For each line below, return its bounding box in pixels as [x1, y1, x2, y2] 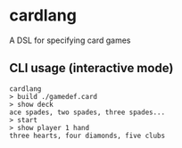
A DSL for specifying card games [9, 35, 131, 45]
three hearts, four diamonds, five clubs [9, 131, 166, 140]
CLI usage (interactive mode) [9, 61, 174, 76]
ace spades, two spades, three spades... [9, 108, 166, 117]
